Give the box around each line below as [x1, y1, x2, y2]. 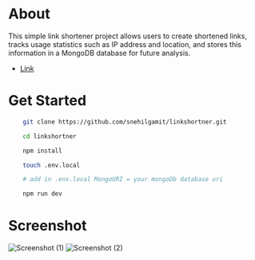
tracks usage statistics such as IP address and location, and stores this [8, 39, 242, 49]
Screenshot [8, 217, 87, 235]
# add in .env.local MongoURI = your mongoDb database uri [22, 175, 224, 183]
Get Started [8, 92, 86, 110]
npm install [22, 147, 62, 155]
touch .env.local [22, 161, 81, 169]
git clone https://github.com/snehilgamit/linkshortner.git [22, 117, 227, 126]
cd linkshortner [22, 132, 78, 140]
